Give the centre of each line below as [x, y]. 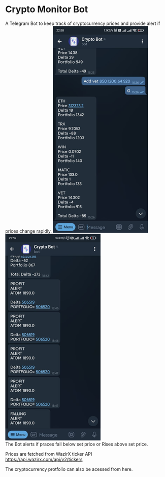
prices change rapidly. [29, 231]
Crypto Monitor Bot [47, 9]
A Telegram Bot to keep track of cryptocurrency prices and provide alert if [83, 23]
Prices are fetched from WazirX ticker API [49, 454]
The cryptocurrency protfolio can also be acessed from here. [69, 469]
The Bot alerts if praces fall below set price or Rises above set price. [77, 444]
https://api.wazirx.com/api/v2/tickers [44, 459]
